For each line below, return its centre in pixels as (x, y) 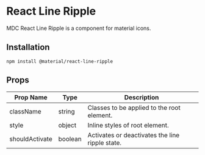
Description (142, 97)
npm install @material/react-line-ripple (60, 61)
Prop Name (31, 97)
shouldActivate (31, 139)
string (67, 111)
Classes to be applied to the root (134, 107)
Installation (28, 47)
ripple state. (105, 143)
